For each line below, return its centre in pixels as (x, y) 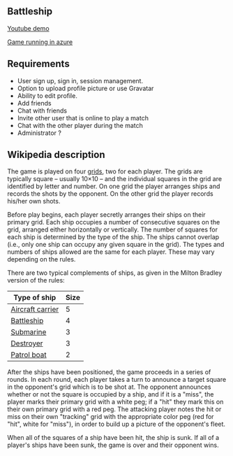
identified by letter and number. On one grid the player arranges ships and (114, 186)
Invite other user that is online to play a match (83, 117)
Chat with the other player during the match (80, 125)
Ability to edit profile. (47, 95)
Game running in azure (40, 42)
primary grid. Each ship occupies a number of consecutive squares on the (114, 222)
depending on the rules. (42, 259)
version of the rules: (36, 280)
